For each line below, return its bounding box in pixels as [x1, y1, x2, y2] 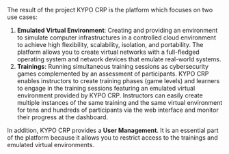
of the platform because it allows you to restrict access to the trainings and [7, 134, 218, 142]
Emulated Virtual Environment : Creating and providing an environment [16, 27, 218, 34]
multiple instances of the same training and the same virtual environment [16, 99, 223, 106]
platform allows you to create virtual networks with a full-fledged [16, 48, 200, 56]
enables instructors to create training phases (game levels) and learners [16, 77, 220, 84]
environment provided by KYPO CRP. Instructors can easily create [16, 91, 203, 99]
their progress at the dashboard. [16, 113, 108, 121]
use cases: [7, 13, 38, 21]
